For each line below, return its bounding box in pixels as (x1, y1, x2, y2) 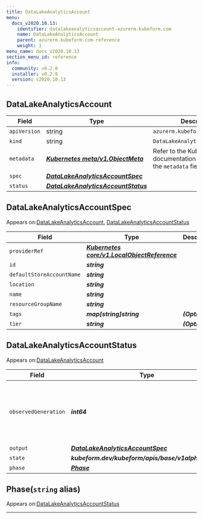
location (9, 281, 34, 288)
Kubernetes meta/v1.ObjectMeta (46, 154, 144, 162)
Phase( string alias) (6, 484, 80, 494)
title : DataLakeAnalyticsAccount (6, 8, 91, 15)
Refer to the (153, 147, 186, 155)
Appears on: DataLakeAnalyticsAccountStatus (6, 500, 120, 507)
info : (6, 59, 20, 65)
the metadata (153, 162, 189, 170)
